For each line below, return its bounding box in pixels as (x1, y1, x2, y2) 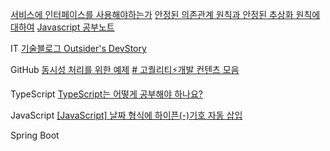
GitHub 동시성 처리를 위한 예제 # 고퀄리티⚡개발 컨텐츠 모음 (10, 64, 240, 75)
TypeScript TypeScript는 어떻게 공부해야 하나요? (10, 88, 203, 100)
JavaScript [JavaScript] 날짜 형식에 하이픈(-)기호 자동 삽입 (10, 109, 243, 121)
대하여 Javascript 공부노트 (10, 21, 115, 33)
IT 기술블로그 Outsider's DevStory (10, 43, 147, 54)
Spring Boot (10, 129, 60, 141)
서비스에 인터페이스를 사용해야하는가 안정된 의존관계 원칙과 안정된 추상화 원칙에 (10, 9, 321, 20)
